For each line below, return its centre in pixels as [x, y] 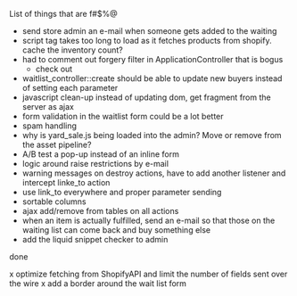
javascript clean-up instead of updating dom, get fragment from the [146, 97]
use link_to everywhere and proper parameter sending [122, 192]
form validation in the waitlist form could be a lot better [123, 116]
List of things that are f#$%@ [63, 14]
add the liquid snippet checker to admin [95, 239]
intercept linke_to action [66, 182]
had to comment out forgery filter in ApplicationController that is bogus [153, 59]
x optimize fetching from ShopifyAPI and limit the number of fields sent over [148, 274]
